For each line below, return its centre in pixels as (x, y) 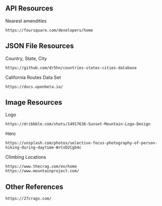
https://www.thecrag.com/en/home (41, 166)
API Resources (29, 8)
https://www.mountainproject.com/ (42, 171)
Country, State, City (26, 58)
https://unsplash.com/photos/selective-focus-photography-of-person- (82, 143)
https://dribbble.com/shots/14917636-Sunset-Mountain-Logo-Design (78, 124)
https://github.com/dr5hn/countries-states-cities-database (71, 68)
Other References (34, 187)
